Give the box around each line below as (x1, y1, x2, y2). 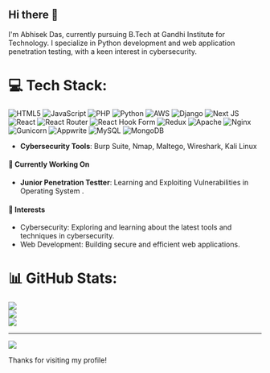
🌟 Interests (8, 205, 46, 214)
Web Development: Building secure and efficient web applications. (19, 239, 240, 250)
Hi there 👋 (8, 8, 59, 22)
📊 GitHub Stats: (8, 269, 118, 288)
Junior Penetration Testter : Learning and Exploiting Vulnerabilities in (19, 177, 249, 187)
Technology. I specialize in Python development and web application (8, 38, 235, 48)
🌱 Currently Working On (8, 160, 90, 169)
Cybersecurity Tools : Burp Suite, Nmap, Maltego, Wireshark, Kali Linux (19, 141, 257, 151)
